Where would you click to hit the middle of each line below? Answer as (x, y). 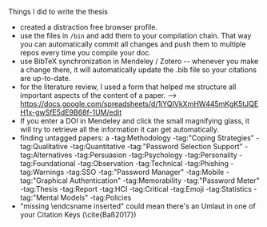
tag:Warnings (42, 172)
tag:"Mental (39, 197)
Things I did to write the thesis (58, 12)
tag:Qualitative (44, 146)
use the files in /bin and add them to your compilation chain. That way (135, 36)
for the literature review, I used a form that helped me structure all (128, 87)
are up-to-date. (45, 78)
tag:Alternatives (46, 155)
